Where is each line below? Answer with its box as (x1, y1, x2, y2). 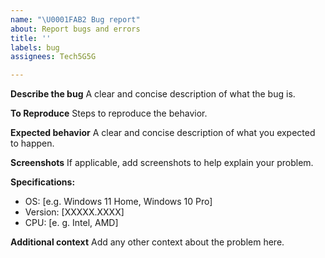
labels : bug (10, 42, 60, 53)
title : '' (10, 33, 52, 43)
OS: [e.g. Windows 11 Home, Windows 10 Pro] (24, 196, 213, 208)
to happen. (10, 137, 55, 150)
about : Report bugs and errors (10, 24, 141, 34)
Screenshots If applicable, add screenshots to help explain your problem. (10, 157, 314, 169)
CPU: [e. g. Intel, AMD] (24, 217, 119, 229)
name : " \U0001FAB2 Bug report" (10, 14, 141, 25)
